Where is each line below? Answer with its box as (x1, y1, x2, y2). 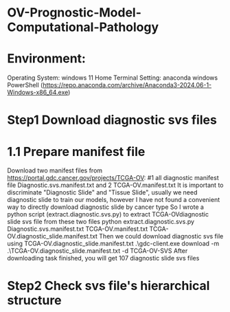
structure (7, 293, 62, 309)
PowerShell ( (7, 81, 43, 89)
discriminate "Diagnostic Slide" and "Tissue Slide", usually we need (7, 188, 198, 197)
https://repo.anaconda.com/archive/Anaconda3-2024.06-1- (42, 81, 212, 89)
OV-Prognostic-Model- (7, 5, 142, 21)
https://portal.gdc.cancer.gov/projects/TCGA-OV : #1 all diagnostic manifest (7, 174, 219, 182)
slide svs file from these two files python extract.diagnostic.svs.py (7, 218, 194, 226)
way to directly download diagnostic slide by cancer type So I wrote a (7, 203, 205, 211)
